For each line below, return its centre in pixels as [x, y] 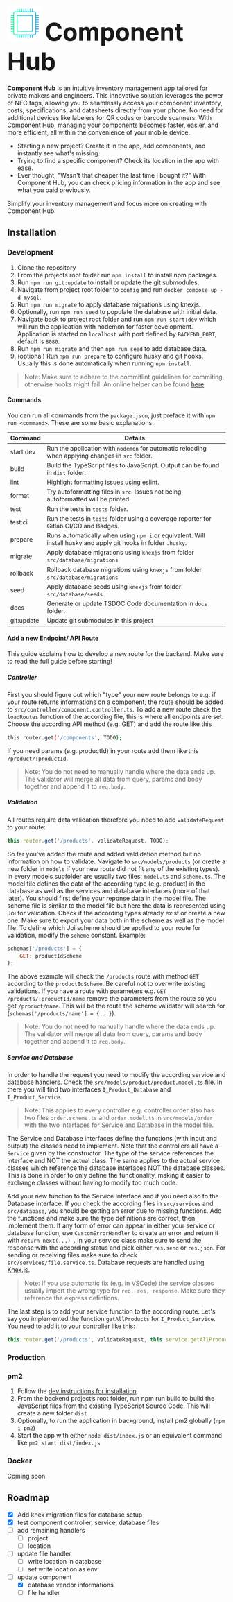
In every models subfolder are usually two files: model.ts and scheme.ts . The [116, 876]
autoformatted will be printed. [89, 499]
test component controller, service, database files [88, 1522]
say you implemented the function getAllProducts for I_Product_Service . [112, 1319]
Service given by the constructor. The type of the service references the [111, 1153]
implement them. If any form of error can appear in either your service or [111, 1225]
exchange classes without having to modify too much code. [93, 1183]
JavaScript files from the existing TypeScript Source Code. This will [113, 1406]
